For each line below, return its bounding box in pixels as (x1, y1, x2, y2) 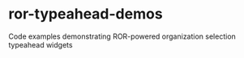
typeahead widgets (8, 39, 73, 49)
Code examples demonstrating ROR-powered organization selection (8, 31, 237, 41)
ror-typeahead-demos (8, 5, 164, 23)
